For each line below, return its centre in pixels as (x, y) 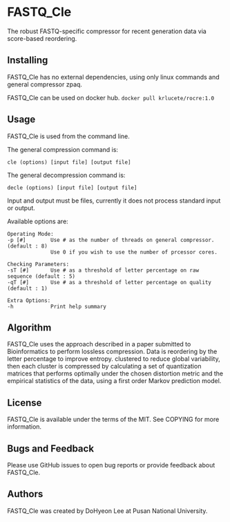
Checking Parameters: (38, 264)
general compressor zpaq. (45, 84)
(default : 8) (28, 246)
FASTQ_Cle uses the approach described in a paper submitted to (99, 344)
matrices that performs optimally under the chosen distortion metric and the (115, 373)
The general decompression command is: (66, 175)
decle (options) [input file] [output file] (72, 187)
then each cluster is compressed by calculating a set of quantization (104, 366)
